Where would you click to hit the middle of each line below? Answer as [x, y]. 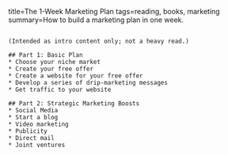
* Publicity [28, 131]
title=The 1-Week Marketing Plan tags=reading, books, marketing [114, 11]
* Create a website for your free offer [76, 76]
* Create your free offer [51, 69]
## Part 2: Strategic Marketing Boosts [74, 104]
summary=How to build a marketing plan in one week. [96, 20]
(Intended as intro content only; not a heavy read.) [99, 41]
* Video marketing [38, 124]
